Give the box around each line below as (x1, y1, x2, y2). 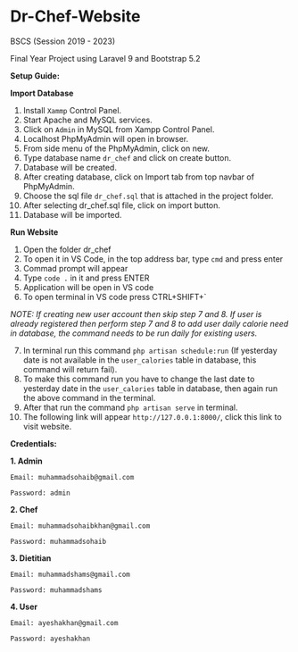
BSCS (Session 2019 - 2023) (10, 36, 116, 46)
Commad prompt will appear (22, 263, 128, 273)
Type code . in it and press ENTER (22, 272, 150, 283)
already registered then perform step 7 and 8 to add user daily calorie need (10, 318, 289, 329)
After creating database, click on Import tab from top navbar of (22, 171, 255, 182)
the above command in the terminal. (22, 392, 156, 403)
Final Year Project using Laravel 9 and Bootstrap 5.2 (10, 53, 201, 63)
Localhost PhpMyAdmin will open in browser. (22, 133, 189, 144)
